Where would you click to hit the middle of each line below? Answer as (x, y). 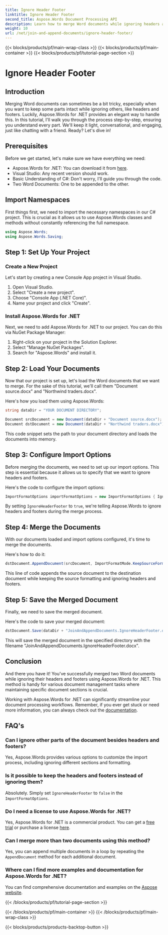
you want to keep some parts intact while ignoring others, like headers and (82, 109)
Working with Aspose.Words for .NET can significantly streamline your (77, 699)
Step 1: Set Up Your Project (47, 252)
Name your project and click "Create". (51, 303)
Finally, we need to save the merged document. (54, 611)
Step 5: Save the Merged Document (62, 600)
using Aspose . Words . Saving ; (34, 237)
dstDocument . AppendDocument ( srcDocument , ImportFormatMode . (69, 564)
